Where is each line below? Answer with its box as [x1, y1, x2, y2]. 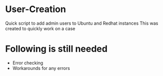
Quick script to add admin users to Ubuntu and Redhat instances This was [5, 20, 158, 26]
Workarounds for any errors [12, 65, 70, 71]
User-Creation [5, 4, 66, 15]
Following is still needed [5, 43, 108, 55]
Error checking [12, 59, 44, 66]
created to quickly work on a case [5, 25, 75, 31]
